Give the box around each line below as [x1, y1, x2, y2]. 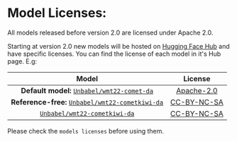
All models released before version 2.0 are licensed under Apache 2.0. [7, 28, 214, 37]
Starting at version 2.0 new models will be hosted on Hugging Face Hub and [7, 42, 231, 50]
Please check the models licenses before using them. [7, 126, 165, 135]
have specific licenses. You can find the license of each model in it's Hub [7, 49, 221, 58]
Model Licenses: [7, 5, 107, 21]
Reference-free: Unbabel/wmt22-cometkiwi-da [11, 97, 164, 107]
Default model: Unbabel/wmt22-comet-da [21, 85, 154, 95]
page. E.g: [7, 57, 38, 65]
